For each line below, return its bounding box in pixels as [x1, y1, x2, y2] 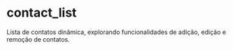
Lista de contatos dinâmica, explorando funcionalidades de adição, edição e [6, 28, 227, 36]
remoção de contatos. [6, 35, 71, 43]
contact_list [6, 5, 77, 21]
